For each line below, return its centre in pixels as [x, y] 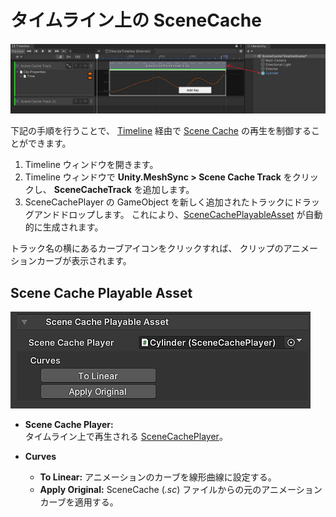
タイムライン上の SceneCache [136, 20]
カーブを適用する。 [79, 502]
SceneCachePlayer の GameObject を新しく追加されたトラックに [159, 202]
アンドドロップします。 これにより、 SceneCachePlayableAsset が [169, 215]
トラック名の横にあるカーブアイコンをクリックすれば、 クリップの [147, 248]
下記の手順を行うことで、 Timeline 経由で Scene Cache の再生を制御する [161, 131]
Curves [40, 456]
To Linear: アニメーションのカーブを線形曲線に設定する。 [158, 477]
